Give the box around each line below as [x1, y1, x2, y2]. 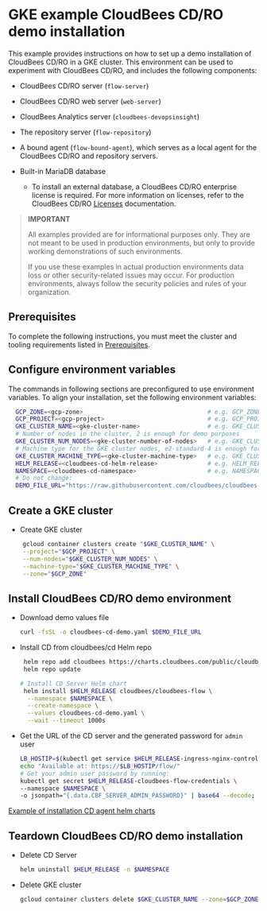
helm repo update [23, 665, 81, 673]
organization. [27, 287, 72, 297]
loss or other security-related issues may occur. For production [27, 270, 234, 280]
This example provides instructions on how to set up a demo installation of [8, 48, 252, 58]
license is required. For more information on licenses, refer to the [31, 190, 245, 200]
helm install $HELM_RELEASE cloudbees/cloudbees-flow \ [23, 687, 213, 695]
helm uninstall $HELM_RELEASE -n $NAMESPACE [19, 866, 170, 874]
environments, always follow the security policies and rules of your [27, 278, 247, 288]
